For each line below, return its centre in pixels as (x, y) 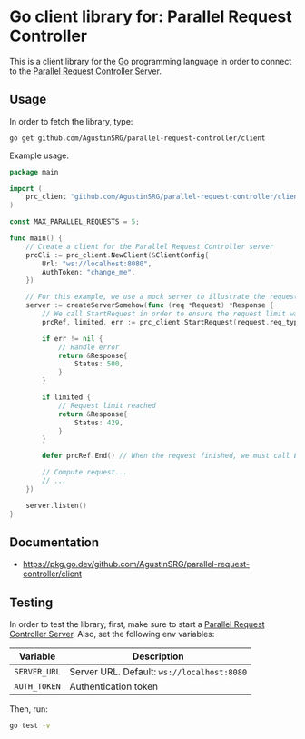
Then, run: (29, 709)
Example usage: (39, 155)
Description (158, 656)
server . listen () (57, 505)
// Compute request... (85, 473)
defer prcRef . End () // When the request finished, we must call (166, 456)
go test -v (30, 726)
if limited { (67, 397)
